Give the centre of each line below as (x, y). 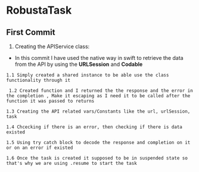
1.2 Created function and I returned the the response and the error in (101, 91)
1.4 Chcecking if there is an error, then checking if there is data (94, 127)
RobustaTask (39, 10)
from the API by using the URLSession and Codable (79, 64)
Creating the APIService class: (52, 46)
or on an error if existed (40, 148)
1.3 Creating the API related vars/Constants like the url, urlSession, (98, 112)
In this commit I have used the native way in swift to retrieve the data (99, 58)
